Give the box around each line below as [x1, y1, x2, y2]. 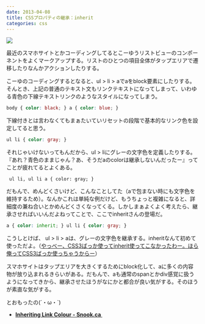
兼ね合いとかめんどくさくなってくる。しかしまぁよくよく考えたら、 [22, 203, 193, 210]
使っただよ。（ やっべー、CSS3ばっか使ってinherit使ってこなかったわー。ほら [6, 242, 199, 249]
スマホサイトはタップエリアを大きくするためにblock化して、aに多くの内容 [6, 263, 194, 270]
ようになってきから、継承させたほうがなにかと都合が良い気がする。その [6, 278, 188, 285]
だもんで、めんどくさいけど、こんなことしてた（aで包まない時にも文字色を [6, 188, 195, 195]
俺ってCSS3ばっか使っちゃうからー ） [6, 250, 101, 257]
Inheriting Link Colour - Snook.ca [15, 311, 101, 318]
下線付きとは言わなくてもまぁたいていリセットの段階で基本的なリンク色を [6, 117, 193, 124]
